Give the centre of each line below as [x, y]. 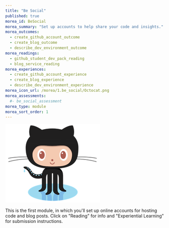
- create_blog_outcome [34, 43]
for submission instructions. [34, 221]
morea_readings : [22, 53]
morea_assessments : [26, 96]
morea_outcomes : [22, 32]
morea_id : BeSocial [26, 21]
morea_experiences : [26, 69]
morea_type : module [26, 106]
